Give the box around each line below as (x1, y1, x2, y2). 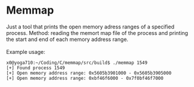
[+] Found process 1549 (6, 65, 65, 71)
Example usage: (6, 48, 46, 55)
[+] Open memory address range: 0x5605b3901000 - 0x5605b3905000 (6, 70, 171, 76)
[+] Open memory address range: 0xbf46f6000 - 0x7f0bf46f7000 (6, 75, 164, 81)
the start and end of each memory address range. (6, 36, 129, 43)
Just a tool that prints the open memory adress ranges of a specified (6, 23, 174, 30)
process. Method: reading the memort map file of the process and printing (6, 29, 189, 36)
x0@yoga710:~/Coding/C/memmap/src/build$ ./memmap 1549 (6, 60, 148, 66)
